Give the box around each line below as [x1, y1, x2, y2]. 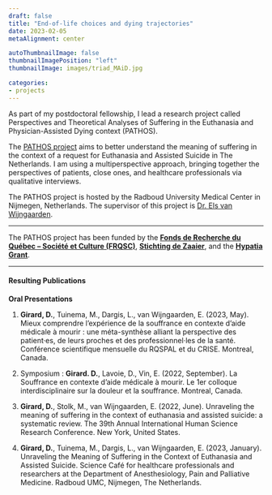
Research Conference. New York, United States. [19, 427, 181, 437]
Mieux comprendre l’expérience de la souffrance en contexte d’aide [19, 318, 246, 328]
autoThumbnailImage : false [8, 49, 100, 58]
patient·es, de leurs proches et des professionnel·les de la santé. [19, 335, 236, 345]
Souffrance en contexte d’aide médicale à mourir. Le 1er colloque [19, 377, 237, 386]
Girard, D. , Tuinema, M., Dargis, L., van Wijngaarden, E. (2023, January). [19, 443, 262, 453]
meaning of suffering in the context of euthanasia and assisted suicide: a [19, 410, 263, 420]
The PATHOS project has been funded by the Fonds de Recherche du [8, 232, 241, 242]
